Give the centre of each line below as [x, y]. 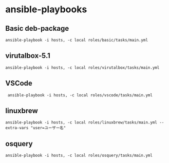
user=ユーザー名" [49, 128]
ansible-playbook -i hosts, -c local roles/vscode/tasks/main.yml [80, 95]
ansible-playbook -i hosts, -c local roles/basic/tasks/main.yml [77, 40]
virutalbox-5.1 [28, 56]
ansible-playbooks [46, 9]
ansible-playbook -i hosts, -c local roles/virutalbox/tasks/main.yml [82, 68]
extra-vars [17, 128]
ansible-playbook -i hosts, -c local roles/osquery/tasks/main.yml [79, 156]
